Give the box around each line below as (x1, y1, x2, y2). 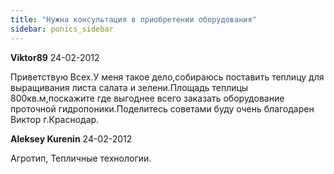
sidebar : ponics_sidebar (10, 24, 114, 34)
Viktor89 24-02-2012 (10, 51, 100, 63)
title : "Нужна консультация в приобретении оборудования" (10, 14, 257, 25)
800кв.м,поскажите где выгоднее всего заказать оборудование (10, 92, 285, 104)
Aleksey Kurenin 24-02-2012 (10, 132, 133, 145)
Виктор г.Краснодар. (10, 113, 100, 125)
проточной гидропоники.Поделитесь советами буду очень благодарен (10, 102, 315, 115)
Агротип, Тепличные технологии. (10, 152, 152, 164)
